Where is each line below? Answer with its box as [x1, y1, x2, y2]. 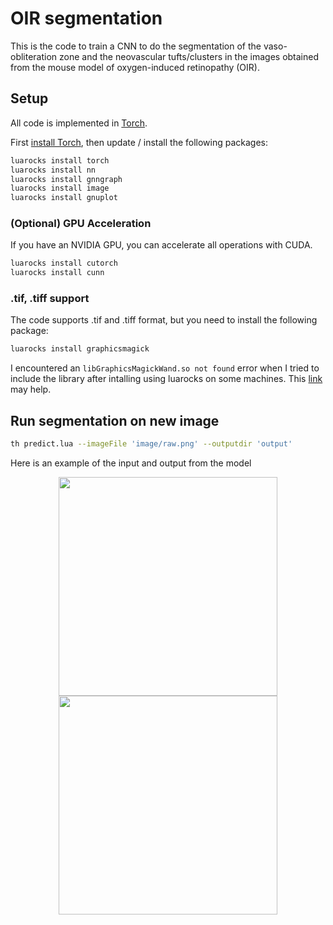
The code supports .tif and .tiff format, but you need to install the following [10, 314, 318, 326]
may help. [10, 383, 52, 396]
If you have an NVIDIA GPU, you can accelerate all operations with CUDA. [10, 239, 313, 251]
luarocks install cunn [10, 268, 105, 278]
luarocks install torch [10, 155, 110, 166]
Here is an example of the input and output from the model [10, 457, 252, 469]
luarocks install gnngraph [10, 174, 123, 184]
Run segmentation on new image [10, 412, 220, 429]
